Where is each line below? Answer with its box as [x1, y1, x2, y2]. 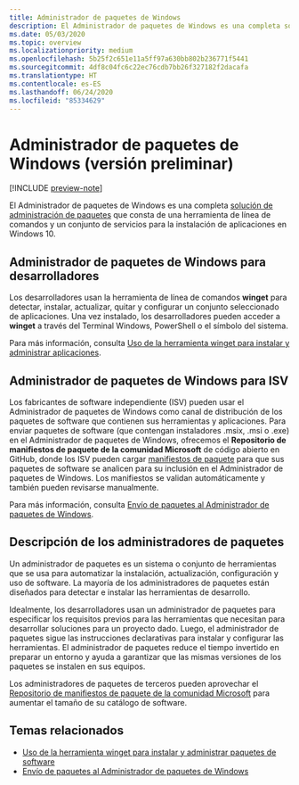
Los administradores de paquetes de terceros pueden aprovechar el [9, 678, 259, 689]
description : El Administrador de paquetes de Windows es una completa [9, 21, 280, 30]
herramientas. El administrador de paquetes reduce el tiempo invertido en [9, 641, 279, 652]
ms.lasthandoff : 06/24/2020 [9, 87, 114, 96]
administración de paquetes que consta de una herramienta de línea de [9, 210, 271, 220]
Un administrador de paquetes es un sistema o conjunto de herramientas [9, 558, 278, 569]
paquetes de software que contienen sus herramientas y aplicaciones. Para [9, 416, 287, 426]
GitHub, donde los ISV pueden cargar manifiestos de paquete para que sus [9, 453, 285, 464]
